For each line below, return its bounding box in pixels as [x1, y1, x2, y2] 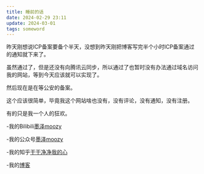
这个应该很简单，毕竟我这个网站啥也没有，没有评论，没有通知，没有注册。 [6, 97, 193, 104]
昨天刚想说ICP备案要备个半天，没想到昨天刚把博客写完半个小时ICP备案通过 [6, 43, 195, 50]
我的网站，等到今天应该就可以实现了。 [6, 71, 102, 79]
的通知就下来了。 [6, 51, 49, 58]
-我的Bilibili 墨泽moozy [6, 122, 62, 130]
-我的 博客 [6, 161, 30, 169]
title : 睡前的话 [6, 8, 44, 15]
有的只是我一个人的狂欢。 [6, 110, 71, 117]
